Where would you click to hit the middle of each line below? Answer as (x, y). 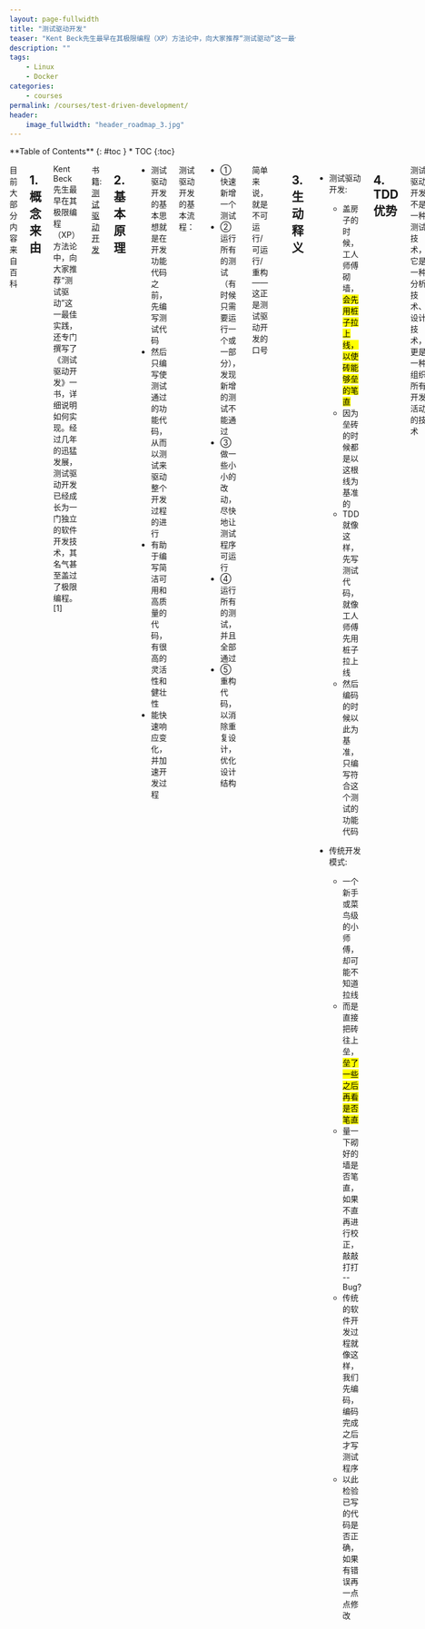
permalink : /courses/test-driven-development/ (99, 105)
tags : (20, 58)
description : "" (40, 48)
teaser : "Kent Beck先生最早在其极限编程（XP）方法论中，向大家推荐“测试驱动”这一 (149, 38)
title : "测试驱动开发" (48, 29)
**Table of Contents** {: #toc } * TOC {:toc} (92, 152)
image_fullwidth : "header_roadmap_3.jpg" (105, 124)
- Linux (40, 67)
